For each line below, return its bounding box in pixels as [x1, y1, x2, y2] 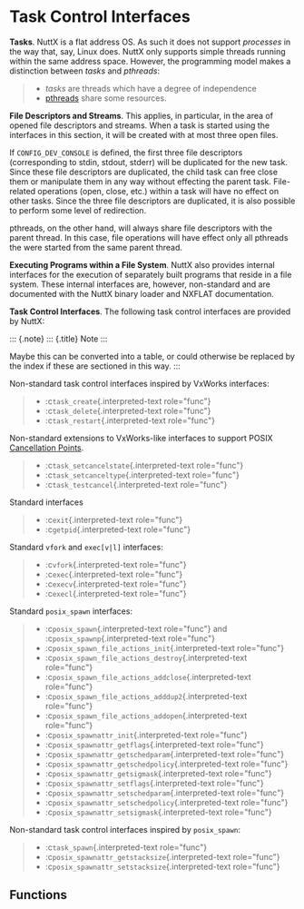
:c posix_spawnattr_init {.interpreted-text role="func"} [44, 729, 248, 740]
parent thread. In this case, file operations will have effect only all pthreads [9, 232, 289, 242]
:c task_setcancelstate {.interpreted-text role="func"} [44, 459, 244, 470]
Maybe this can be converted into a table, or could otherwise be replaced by [9, 351, 295, 361]
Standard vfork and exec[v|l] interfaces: [9, 541, 163, 552]
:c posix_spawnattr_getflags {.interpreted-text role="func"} [44, 738, 265, 750]
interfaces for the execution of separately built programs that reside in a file [9, 269, 292, 280]
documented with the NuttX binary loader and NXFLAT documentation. [9, 288, 274, 299]
